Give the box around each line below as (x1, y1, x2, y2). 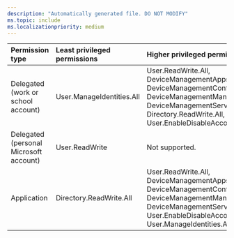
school (10, 96, 33, 106)
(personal (10, 138, 42, 148)
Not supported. (146, 142, 196, 152)
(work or (10, 88, 39, 98)
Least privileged (55, 45, 111, 55)
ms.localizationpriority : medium (7, 23, 104, 30)
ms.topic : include (7, 17, 61, 24)
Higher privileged (146, 50, 206, 59)
